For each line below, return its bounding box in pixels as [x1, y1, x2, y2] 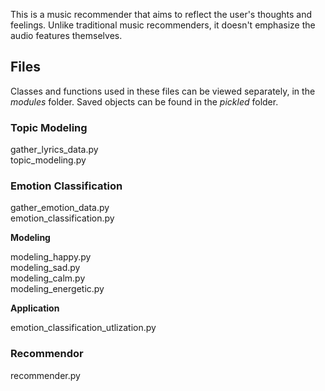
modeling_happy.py [10, 251, 92, 263]
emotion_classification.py [10, 212, 115, 224]
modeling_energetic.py [10, 283, 105, 295]
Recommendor [10, 347, 84, 361]
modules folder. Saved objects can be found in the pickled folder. [10, 95, 279, 108]
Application [10, 302, 60, 314]
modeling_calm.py [10, 272, 86, 284]
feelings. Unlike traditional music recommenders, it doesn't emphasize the [10, 19, 316, 31]
